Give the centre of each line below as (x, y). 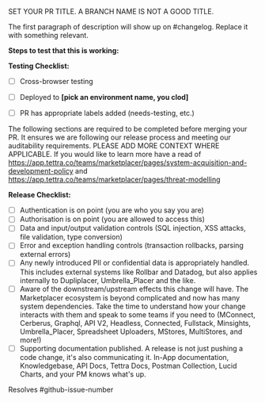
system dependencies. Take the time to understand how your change (132, 306)
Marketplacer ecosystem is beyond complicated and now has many (130, 297)
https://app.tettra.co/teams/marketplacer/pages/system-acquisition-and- (128, 163)
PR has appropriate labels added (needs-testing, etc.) (107, 113)
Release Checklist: (40, 195)
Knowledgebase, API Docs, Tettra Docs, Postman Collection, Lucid (128, 366)
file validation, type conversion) (71, 237)
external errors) (45, 255)
